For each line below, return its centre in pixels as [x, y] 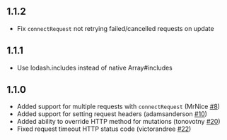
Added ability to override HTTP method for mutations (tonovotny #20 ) [118, 122]
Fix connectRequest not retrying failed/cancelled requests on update [115, 28]
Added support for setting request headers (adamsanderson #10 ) [112, 114]
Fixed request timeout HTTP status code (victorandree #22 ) [104, 129]
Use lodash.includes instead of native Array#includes [94, 68]
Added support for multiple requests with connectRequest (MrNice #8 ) [118, 107]
